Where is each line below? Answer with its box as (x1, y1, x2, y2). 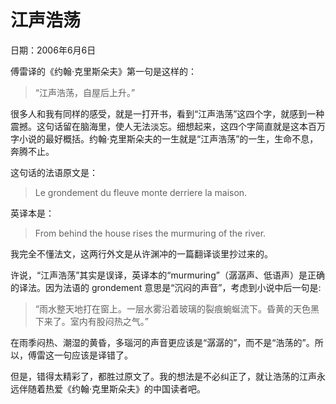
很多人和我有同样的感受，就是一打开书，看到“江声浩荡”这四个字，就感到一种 (10, 107, 325, 120)
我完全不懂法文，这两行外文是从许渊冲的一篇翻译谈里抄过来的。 (10, 247, 273, 260)
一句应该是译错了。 (53, 349, 133, 361)
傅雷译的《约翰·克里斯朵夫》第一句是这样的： (10, 65, 198, 77)
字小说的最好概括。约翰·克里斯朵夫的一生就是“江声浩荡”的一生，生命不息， (10, 132, 319, 145)
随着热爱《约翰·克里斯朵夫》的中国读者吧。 (27, 382, 207, 395)
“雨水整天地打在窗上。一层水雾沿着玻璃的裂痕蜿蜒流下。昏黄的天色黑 (34, 302, 320, 315)
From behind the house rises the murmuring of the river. (34, 227, 267, 239)
